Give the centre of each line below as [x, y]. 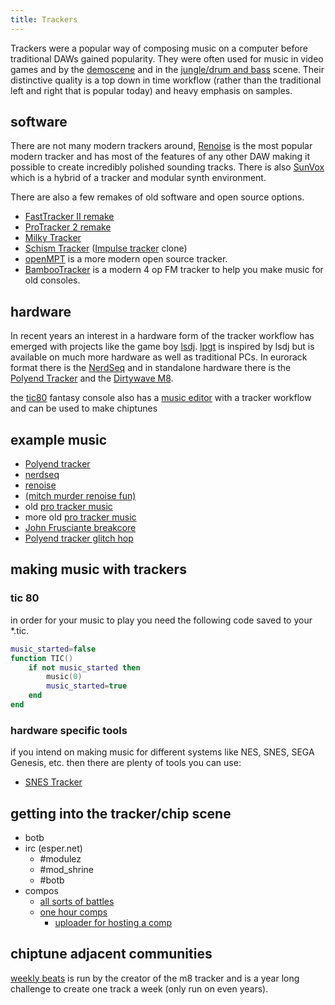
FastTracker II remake [69, 217]
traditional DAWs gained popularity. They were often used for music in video [167, 58]
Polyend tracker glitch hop [79, 538]
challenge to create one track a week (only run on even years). [139, 988]
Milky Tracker [53, 238]
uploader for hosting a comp [113, 922]
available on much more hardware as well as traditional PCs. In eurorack [159, 357]
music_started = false [53, 649]
